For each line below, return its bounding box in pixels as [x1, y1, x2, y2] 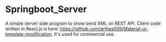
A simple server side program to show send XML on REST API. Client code [5, 20, 161, 26]
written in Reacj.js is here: [5, 25, 59, 31]
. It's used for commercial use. [51, 31, 115, 37]
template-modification [5, 31, 52, 37]
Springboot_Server [5, 4, 87, 15]
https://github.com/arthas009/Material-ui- [60, 25, 149, 31]
